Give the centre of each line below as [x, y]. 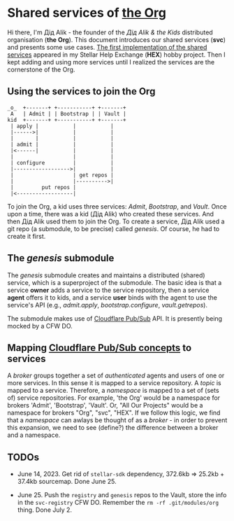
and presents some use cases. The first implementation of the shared [107, 47]
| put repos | [43, 187]
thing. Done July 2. [44, 510]
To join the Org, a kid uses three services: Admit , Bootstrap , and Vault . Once [117, 206]
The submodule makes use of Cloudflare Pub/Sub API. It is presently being [115, 318]
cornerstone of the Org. [41, 69]
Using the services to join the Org [81, 91]
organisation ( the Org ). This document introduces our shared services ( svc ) [116, 39]
